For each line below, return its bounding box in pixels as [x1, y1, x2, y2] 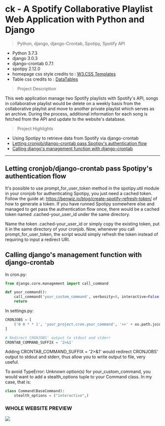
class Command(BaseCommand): [5, 389, 65, 394]
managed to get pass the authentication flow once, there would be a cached [5, 206, 160, 212]
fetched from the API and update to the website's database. [5, 116, 126, 122]
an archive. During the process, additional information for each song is [5, 111, 148, 116]
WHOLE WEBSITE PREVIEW [5, 405, 72, 412]
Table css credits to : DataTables [12, 76, 79, 82]
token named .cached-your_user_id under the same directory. [5, 211, 130, 217]
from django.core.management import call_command [5, 281, 109, 286]
